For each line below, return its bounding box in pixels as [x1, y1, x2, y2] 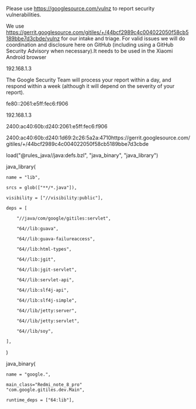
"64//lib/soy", [16, 328, 54, 334]
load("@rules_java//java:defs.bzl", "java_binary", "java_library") [6, 152, 159, 159]
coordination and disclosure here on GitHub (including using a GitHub [6, 41, 174, 48]
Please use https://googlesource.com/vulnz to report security [6, 5, 155, 12]
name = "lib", [6, 175, 41, 180]
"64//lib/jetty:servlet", [16, 318, 80, 324]
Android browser [6, 54, 47, 60]
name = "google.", [6, 371, 51, 377]
